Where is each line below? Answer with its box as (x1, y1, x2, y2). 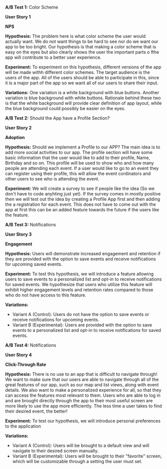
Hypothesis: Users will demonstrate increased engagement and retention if (5, 251, 161, 256)
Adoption (5, 135, 25, 140)
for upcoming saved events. (5, 261, 63, 267)
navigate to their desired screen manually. (12, 448, 99, 454)
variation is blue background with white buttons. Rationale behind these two (5, 95, 161, 101)
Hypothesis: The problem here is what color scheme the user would (5, 33, 146, 39)
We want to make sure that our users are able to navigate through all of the (5, 376, 159, 382)
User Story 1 (5, 14, 31, 19)
